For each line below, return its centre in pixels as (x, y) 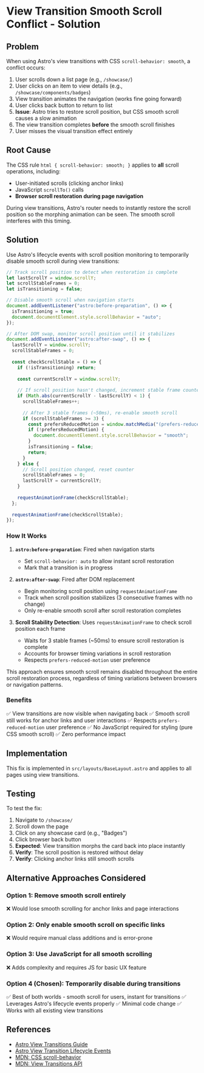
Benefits (19, 700)
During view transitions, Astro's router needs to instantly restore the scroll (99, 207)
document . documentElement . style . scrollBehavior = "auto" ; (87, 317)
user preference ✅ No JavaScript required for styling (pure (119, 727)
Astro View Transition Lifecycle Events (63, 1050)
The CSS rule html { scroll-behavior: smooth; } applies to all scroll (93, 165)
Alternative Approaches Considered (76, 878)
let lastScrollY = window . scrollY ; (51, 278)
